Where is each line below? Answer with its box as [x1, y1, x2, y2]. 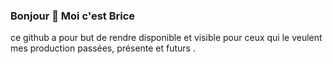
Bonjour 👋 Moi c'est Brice [10, 9, 136, 23]
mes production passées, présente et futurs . [10, 42, 196, 54]
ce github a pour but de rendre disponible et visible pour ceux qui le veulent [10, 32, 323, 44]
